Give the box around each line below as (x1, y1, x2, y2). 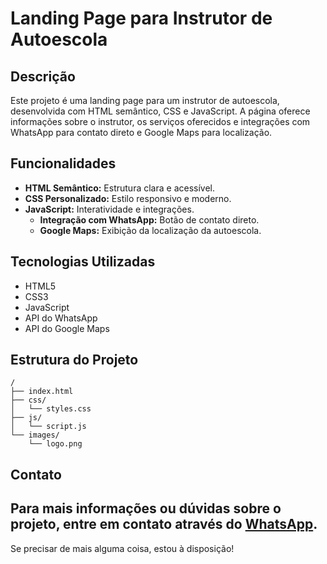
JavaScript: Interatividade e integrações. (24, 203, 195, 215)
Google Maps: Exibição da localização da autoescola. (39, 224, 262, 236)
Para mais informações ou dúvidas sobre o (10, 500, 282, 517)
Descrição (10, 68, 76, 85)
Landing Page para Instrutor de (10, 7, 273, 30)
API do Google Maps (24, 322, 110, 334)
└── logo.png (28, 439, 83, 449)
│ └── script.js (10, 422, 87, 432)
